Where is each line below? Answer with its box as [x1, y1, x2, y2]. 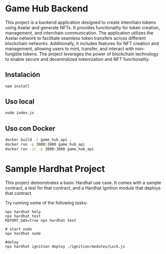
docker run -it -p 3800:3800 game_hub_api [5, 147, 94, 152]
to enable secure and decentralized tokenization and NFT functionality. [5, 56, 150, 62]
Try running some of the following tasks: [5, 200, 88, 205]
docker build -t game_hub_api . [5, 137, 72, 143]
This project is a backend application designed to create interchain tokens [5, 19, 156, 25]
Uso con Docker [5, 124, 55, 133]
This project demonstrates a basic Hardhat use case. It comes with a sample [5, 179, 162, 186]
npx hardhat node [5, 231, 41, 236]
